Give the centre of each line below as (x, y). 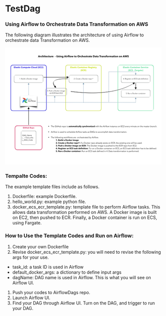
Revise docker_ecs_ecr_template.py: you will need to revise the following (86, 252)
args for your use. (30, 257)
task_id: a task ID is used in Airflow (48, 267)
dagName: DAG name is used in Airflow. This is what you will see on (82, 277)
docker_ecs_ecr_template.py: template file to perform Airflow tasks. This (86, 207)
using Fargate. (27, 223)
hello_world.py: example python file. (49, 202)
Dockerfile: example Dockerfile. (44, 197)
